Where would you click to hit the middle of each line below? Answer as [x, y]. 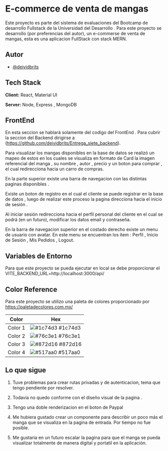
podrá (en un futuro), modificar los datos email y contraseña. [68, 220]
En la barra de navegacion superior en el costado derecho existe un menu [81, 229]
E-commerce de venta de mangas [77, 9]
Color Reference [31, 289]
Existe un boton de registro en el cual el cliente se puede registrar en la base [84, 194]
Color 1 [17, 328]
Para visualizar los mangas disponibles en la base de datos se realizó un [80, 153]
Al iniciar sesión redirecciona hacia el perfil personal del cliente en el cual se [84, 214]
